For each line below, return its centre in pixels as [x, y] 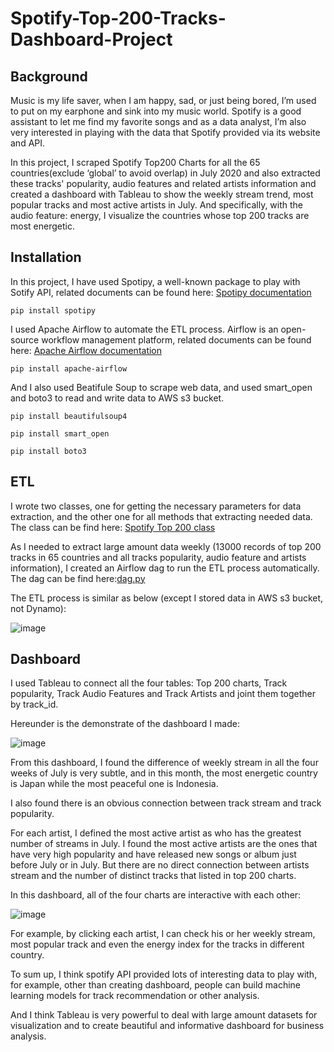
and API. [28, 143]
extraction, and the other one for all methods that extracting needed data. [161, 516]
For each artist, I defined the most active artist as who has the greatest [156, 833]
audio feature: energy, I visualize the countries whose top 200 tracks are [160, 215]
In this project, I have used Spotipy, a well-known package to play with [155, 281]
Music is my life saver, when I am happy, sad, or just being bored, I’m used [163, 100]
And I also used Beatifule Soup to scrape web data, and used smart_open [161, 387]
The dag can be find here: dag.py [78, 578]
